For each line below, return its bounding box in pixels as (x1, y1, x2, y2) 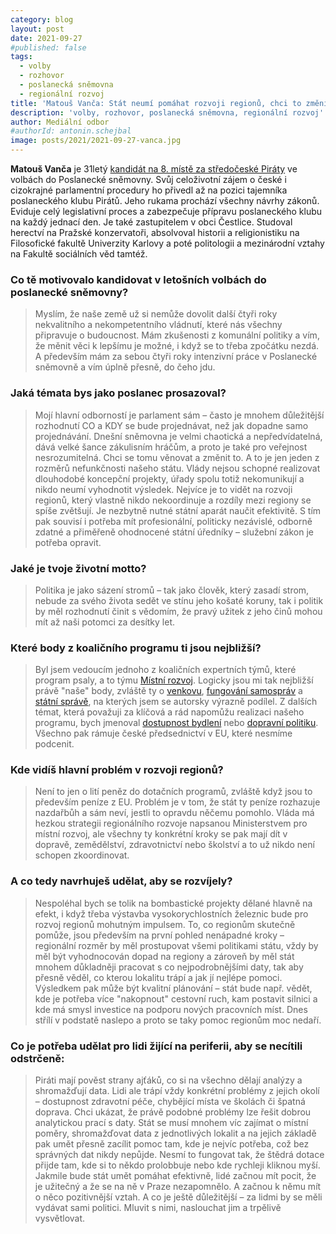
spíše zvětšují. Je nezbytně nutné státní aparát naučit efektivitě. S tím (34, 504, 322, 516)
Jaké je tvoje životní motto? (10, 561, 147, 575)
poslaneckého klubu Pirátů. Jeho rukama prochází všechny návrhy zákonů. (10, 195, 320, 206)
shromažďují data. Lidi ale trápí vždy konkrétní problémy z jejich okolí (34, 1085, 320, 1097)
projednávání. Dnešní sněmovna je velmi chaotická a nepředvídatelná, (34, 430, 323, 442)
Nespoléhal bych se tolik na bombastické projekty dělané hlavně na (34, 897, 313, 909)
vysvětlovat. (34, 1212, 86, 1225)
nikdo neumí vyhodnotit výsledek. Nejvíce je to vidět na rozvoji (34, 483, 293, 495)
